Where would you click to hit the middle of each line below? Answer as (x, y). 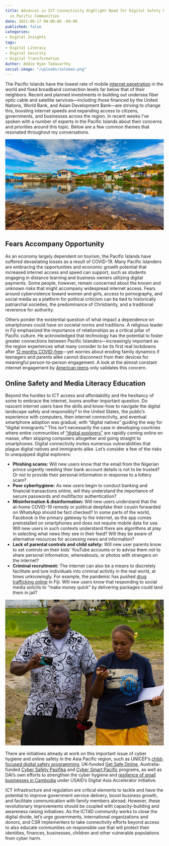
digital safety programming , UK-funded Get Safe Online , (81, 764)
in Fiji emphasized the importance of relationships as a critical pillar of (78, 330)
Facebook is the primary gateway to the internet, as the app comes (82, 518)
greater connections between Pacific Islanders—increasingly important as (82, 341)
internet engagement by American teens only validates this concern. (76, 367)
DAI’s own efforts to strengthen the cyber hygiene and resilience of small (80, 775)
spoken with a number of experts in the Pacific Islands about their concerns (84, 121)
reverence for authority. (30, 309)
